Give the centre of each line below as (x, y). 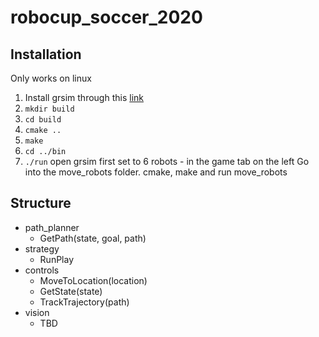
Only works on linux (51, 78)
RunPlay (57, 259)
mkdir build (49, 109)
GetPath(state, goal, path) (93, 238)
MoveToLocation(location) (93, 280)
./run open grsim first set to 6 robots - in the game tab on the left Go (167, 161)
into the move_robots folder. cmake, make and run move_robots (156, 172)
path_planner (52, 227)
